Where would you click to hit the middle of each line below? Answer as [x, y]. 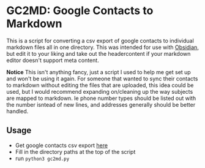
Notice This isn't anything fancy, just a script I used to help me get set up [99, 72]
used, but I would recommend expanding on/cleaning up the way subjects [100, 91]
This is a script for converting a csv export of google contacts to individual [100, 40]
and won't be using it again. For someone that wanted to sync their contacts [102, 78]
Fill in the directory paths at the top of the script [75, 151]
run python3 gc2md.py [42, 158]
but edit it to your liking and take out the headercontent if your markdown [99, 53]
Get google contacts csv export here [61, 145]
